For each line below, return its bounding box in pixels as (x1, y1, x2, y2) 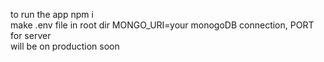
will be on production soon (10, 40, 120, 52)
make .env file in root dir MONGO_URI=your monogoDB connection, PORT (10, 19, 315, 31)
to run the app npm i (10, 9, 94, 20)
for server (10, 30, 52, 41)
